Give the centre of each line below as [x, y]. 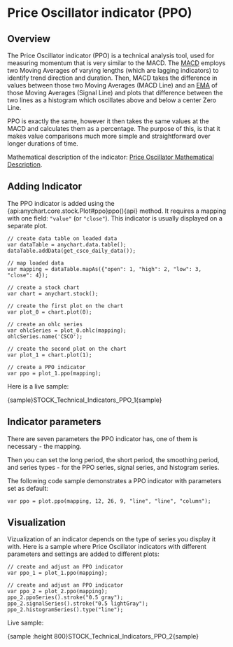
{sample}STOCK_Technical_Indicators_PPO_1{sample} [85, 400]
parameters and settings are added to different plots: [83, 554]
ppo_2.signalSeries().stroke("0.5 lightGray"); [78, 604]
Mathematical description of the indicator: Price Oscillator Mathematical [111, 157]
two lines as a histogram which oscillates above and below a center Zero [112, 100]
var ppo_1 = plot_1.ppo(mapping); [58, 573]
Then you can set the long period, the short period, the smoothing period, [113, 459]
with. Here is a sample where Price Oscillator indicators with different [107, 547]
